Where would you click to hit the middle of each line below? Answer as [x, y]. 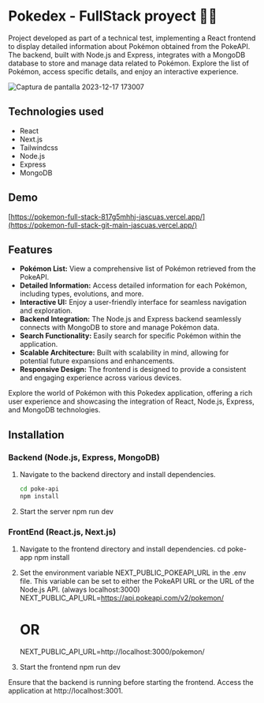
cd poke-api [39, 489]
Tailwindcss [39, 147]
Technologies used [56, 112]
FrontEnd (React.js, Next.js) [62, 532]
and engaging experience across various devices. [100, 378]
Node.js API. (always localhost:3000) [80, 590]
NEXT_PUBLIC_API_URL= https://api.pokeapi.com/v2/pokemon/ [122, 598]
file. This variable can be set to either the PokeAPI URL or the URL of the [137, 581]
